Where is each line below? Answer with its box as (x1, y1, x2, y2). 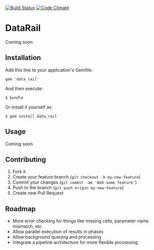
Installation (5, 53, 41, 62)
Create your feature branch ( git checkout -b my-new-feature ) (12, 174, 141, 180)
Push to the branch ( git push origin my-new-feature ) (12, 185, 124, 191)
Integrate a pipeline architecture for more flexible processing (12, 239, 138, 245)
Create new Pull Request (12, 190, 64, 196)
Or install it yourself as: (5, 104, 53, 110)
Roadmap (5, 204, 36, 213)
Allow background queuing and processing (12, 234, 102, 240)
